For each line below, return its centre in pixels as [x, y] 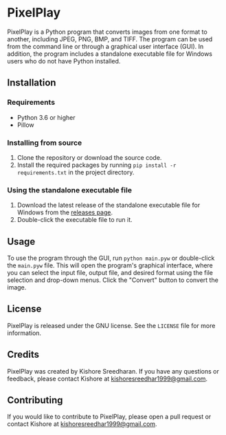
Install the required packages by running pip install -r [97, 165]
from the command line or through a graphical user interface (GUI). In [105, 46]
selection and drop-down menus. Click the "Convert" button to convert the [113, 280]
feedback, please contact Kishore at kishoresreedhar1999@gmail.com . [108, 378]
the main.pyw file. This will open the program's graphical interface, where [110, 265]
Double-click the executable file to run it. [75, 220]
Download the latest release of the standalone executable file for [109, 205]
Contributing [35, 400]
